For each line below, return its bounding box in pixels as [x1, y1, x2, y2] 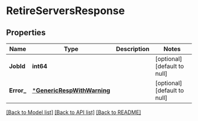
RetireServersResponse [6, 4, 125, 18]
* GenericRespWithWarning [32, 86, 111, 95]
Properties [6, 28, 46, 38]
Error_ [9, 86, 27, 95]
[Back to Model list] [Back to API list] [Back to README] [6, 109, 141, 116]
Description [115, 45, 150, 53]
